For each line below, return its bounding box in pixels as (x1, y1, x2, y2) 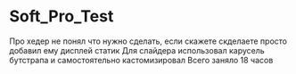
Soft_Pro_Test (9, 6, 114, 27)
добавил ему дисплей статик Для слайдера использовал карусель (9, 45, 265, 55)
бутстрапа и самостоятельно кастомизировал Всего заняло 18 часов (9, 54, 274, 65)
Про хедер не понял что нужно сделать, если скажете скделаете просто (9, 36, 288, 46)
